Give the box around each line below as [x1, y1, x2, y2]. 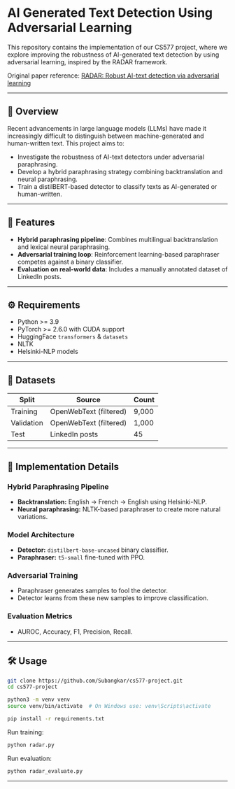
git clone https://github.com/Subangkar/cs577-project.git [7, 677, 183, 684]
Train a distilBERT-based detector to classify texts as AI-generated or [17, 182, 218, 190]
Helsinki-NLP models [17, 348, 78, 356]
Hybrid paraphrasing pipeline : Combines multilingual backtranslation [17, 235, 218, 243]
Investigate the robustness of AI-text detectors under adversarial [17, 152, 205, 161]
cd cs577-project [7, 683, 58, 690]
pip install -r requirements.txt [7, 716, 105, 723]
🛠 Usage [7, 655, 48, 667]
